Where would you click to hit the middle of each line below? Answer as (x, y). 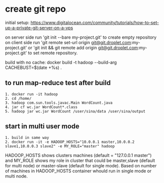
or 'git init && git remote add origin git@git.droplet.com (83, 47)
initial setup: (17, 23)
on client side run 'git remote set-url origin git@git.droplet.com (68, 42)
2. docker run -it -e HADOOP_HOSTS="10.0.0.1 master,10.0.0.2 (70, 142)
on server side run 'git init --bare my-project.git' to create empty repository (81, 37)
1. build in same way (27, 137)
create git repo (35, 9)
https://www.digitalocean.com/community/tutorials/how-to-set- (95, 23)
